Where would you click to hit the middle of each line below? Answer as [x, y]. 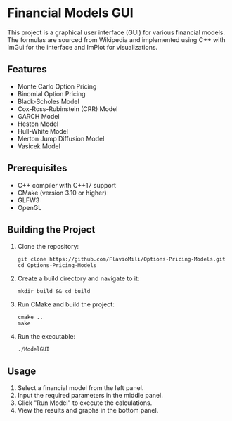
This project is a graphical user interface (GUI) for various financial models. [116, 32]
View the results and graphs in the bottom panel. [88, 410]
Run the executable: [46, 337]
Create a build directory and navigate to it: [78, 278]
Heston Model [38, 124]
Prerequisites [37, 168]
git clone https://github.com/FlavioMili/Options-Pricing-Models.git [122, 259]
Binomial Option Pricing [51, 93]
